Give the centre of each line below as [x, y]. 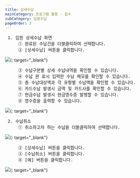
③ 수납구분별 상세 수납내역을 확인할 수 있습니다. [68, 70]
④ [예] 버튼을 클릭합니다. [45, 160]
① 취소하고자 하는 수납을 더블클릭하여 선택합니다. [69, 128]
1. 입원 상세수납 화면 [30, 38]
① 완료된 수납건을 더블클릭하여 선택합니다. [62, 44]
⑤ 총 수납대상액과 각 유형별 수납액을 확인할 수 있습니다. [77, 83]
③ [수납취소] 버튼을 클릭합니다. [51, 154]
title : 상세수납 [20, 10]
